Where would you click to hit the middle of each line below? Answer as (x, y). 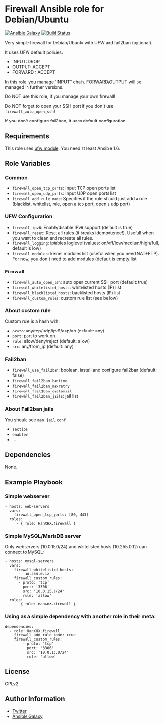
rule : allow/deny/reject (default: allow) (51, 341)
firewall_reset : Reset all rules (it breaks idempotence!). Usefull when (83, 233)
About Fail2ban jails (29, 409)
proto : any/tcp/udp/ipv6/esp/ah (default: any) (58, 331)
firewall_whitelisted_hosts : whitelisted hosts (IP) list (67, 287)
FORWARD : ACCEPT (33, 72)
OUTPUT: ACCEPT (31, 67)
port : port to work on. (34, 336)
